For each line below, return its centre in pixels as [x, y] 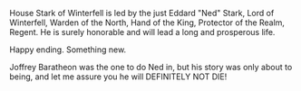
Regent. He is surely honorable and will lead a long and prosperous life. [142, 32]
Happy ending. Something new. [68, 50]
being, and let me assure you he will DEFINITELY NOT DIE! [118, 77]
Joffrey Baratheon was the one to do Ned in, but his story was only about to [151, 67]
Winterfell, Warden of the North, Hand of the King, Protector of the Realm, [147, 23]
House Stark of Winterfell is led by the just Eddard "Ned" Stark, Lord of [142, 13]
